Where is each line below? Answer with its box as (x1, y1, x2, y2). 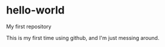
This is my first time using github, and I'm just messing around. (6, 34, 160, 41)
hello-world (6, 4, 65, 17)
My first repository (6, 23, 52, 30)
